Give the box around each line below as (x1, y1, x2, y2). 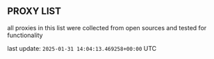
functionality (7, 31, 43, 39)
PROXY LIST (7, 5, 61, 17)
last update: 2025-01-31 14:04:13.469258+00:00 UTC (7, 44, 157, 52)
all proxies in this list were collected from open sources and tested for (7, 23, 207, 32)
